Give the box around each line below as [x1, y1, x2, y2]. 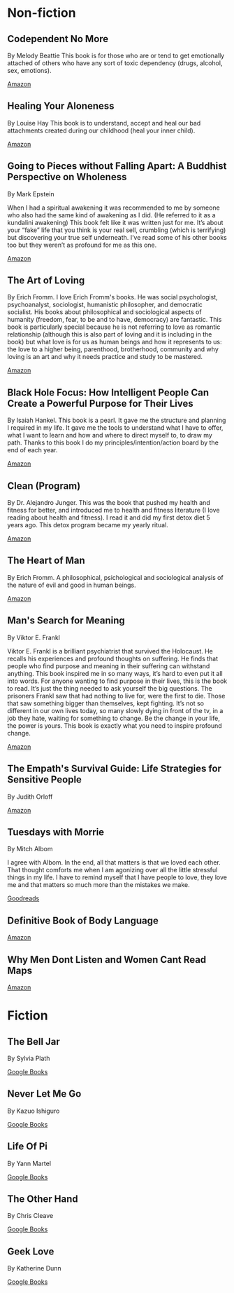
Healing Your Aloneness [7, 100, 115, 112]
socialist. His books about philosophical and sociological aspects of [7, 308, 202, 316]
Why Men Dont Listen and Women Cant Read [7, 954, 207, 966]
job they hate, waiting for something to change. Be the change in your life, [7, 714, 220, 722]
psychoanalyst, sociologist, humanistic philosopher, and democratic [7, 300, 203, 309]
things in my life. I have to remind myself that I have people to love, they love [7, 873, 227, 881]
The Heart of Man [7, 555, 85, 567]
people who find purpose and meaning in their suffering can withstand [7, 661, 210, 670]
